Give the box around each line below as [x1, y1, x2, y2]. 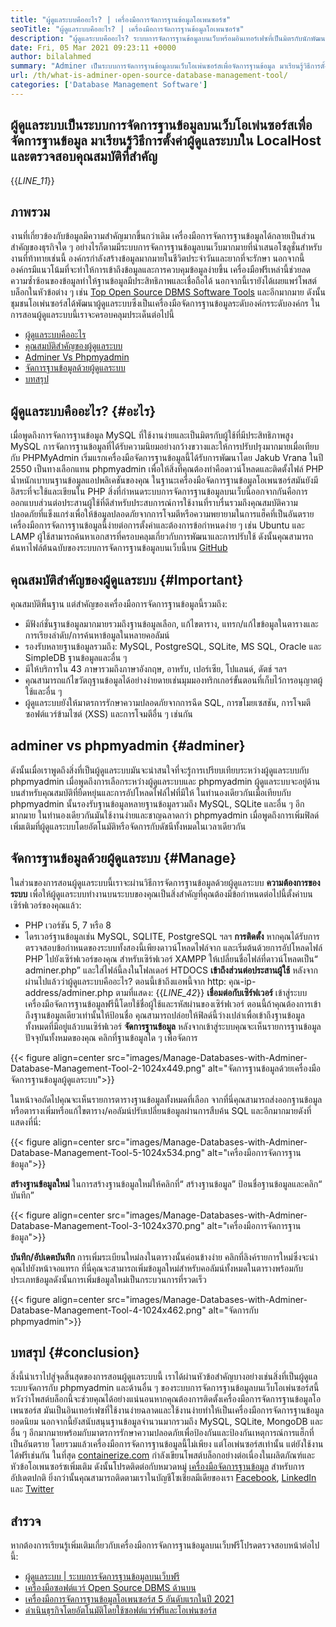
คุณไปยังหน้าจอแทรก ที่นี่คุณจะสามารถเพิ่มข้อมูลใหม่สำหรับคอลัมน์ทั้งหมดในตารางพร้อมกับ [10, 1262, 303, 1274]
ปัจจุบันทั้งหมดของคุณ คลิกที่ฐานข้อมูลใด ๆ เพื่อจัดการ [24, 1031, 198, 1043]
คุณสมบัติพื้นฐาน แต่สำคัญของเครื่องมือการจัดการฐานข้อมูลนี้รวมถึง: [10, 598, 228, 610]
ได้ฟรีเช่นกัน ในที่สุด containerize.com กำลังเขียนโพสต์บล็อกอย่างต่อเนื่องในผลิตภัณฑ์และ [10, 1449, 315, 1461]
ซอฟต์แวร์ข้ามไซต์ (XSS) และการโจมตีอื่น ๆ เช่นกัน [24, 708, 193, 720]
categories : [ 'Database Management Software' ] [10, 80, 208, 90]
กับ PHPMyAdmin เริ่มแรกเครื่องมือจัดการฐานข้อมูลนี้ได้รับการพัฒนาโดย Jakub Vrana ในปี [10, 452, 324, 464]
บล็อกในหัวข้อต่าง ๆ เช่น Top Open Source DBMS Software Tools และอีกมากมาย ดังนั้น [10, 286, 326, 298]
